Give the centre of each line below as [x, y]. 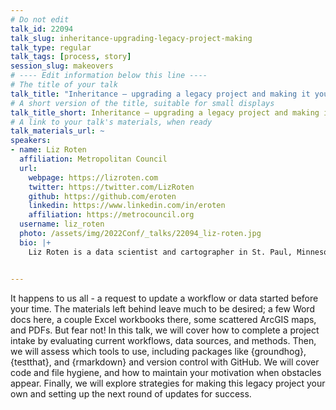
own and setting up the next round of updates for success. [131, 393]
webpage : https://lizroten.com [93, 177]
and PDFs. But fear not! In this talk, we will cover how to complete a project [165, 330]
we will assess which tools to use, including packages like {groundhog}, [158, 351]
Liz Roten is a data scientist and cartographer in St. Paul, [160, 252]
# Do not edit [40, 19]
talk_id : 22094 [42, 29]
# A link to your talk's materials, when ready [111, 122]
